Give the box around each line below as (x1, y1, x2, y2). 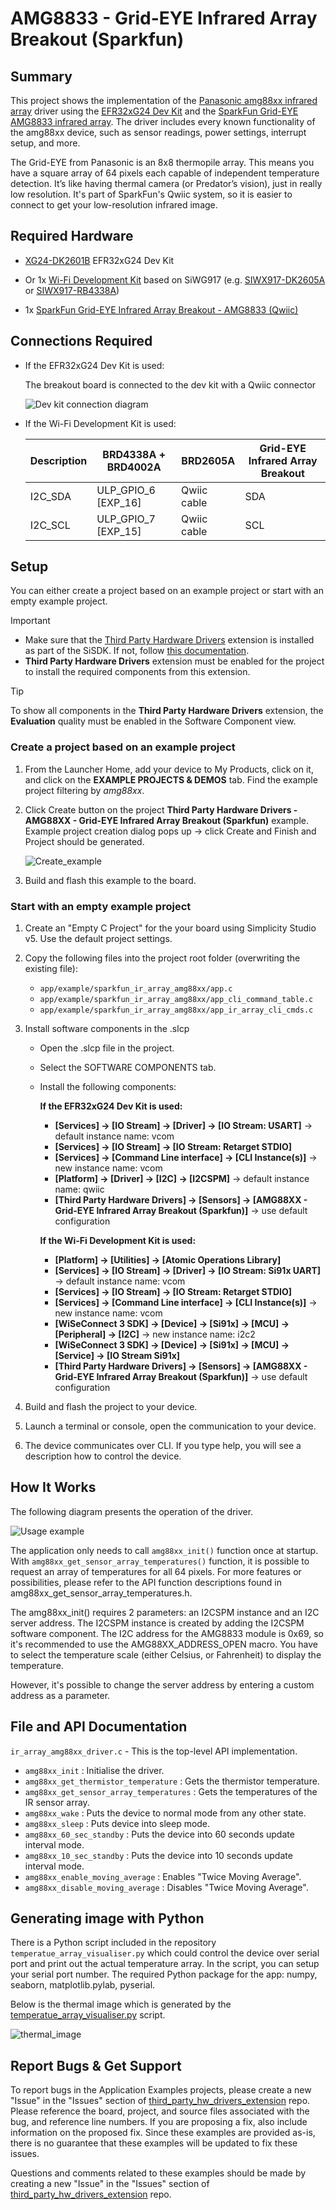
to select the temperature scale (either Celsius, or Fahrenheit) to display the (10, 1648, 322, 1661)
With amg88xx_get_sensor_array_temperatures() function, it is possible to (10, 1555, 310, 1567)
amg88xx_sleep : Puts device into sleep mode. (24, 1817, 211, 1829)
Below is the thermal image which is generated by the (10, 1998, 232, 2011)
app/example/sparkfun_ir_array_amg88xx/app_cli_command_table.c (39, 995, 314, 1005)
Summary (10, 68, 73, 85)
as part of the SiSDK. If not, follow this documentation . (24, 645, 250, 657)
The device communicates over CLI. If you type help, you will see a (24, 1440, 302, 1452)
